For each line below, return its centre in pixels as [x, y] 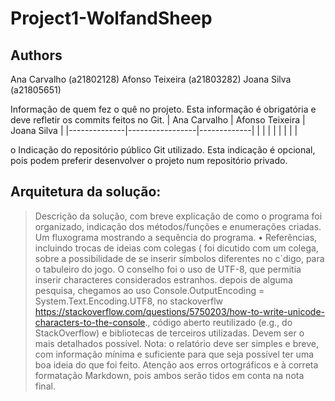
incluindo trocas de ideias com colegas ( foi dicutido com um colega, [176, 248]
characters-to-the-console [90, 322]
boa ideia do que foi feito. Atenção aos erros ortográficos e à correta [176, 364]
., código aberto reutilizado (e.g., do [218, 322]
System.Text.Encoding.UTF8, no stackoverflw [129, 301]
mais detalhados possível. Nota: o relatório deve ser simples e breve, [176, 343]
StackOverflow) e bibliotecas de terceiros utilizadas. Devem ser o [169, 333]
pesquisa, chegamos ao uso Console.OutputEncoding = [149, 290]
